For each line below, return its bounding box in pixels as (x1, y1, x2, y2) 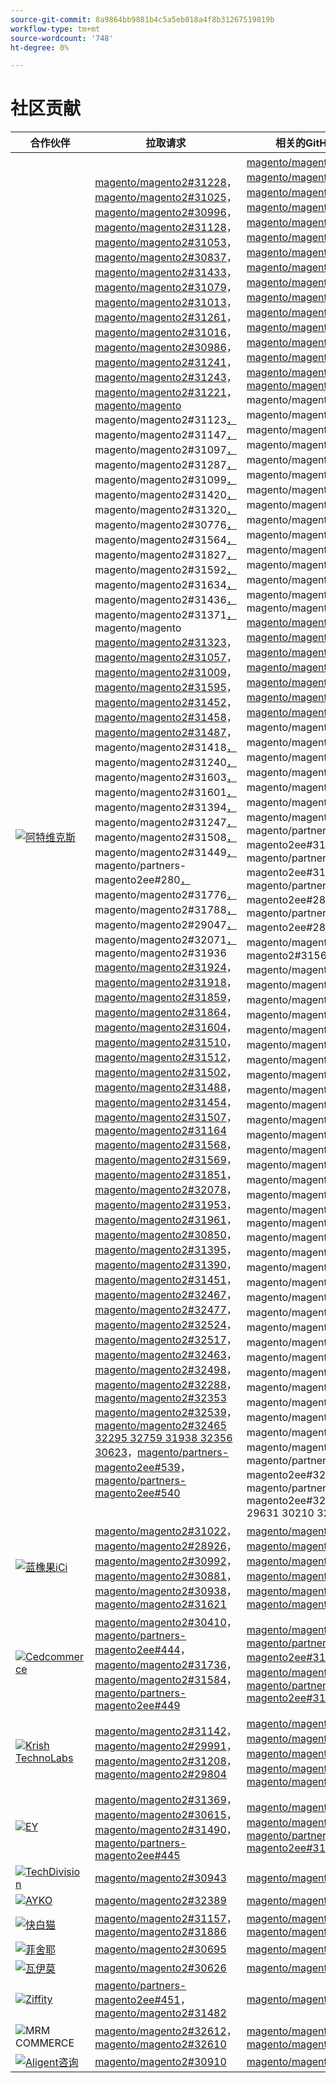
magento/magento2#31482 (94, 2006, 227, 2020)
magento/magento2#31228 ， (94, 176, 237, 190)
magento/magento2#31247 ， (94, 816, 237, 830)
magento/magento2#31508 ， (94, 831, 237, 845)
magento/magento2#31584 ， (94, 1673, 237, 1687)
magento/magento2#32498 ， (94, 1363, 237, 1377)
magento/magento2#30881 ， (94, 1569, 237, 1583)
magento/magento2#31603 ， (94, 771, 237, 785)
